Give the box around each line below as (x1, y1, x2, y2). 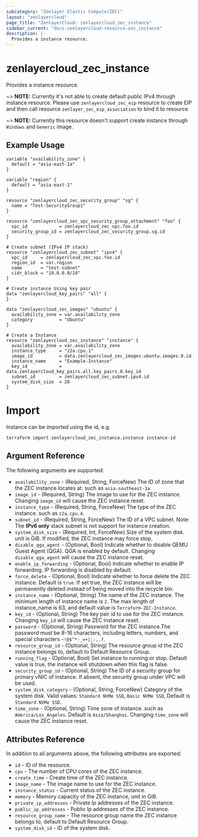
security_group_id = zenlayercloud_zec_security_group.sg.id (11, 229, 165, 235)
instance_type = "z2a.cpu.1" (11, 348, 94, 354)
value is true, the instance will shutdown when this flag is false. (14, 660, 168, 668)
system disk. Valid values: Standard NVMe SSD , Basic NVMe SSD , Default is (14, 692, 190, 699)
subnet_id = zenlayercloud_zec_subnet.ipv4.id (11, 374, 150, 380)
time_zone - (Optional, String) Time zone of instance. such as (14, 704, 164, 711)
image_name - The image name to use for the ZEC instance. (14, 780, 157, 788)
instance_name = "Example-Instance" (11, 358, 112, 364)
